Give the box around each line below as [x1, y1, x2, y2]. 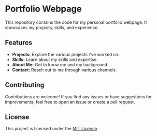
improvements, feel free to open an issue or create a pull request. [5, 99, 135, 105]
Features [5, 39, 32, 47]
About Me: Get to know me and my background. [12, 61, 109, 67]
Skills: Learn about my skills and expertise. [12, 57, 98, 62]
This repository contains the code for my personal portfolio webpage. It [5, 19, 147, 25]
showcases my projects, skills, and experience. [5, 24, 99, 30]
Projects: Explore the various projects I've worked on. [12, 51, 120, 57]
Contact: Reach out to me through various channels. [12, 67, 117, 73]
